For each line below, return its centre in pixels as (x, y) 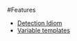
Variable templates (44, 30)
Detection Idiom (40, 23)
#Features (22, 10)
